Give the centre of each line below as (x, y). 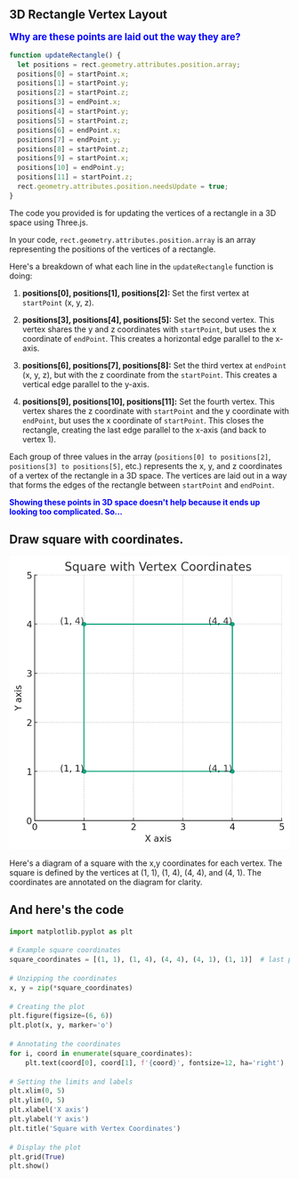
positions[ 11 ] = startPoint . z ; (75, 177)
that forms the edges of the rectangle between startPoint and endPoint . (142, 485)
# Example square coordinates (65, 950)
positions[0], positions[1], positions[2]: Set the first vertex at (135, 293)
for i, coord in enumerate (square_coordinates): (101, 1054)
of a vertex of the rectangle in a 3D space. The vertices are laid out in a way (148, 475)
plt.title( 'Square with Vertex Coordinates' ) (95, 1128)
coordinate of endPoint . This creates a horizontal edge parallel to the (148, 338)
